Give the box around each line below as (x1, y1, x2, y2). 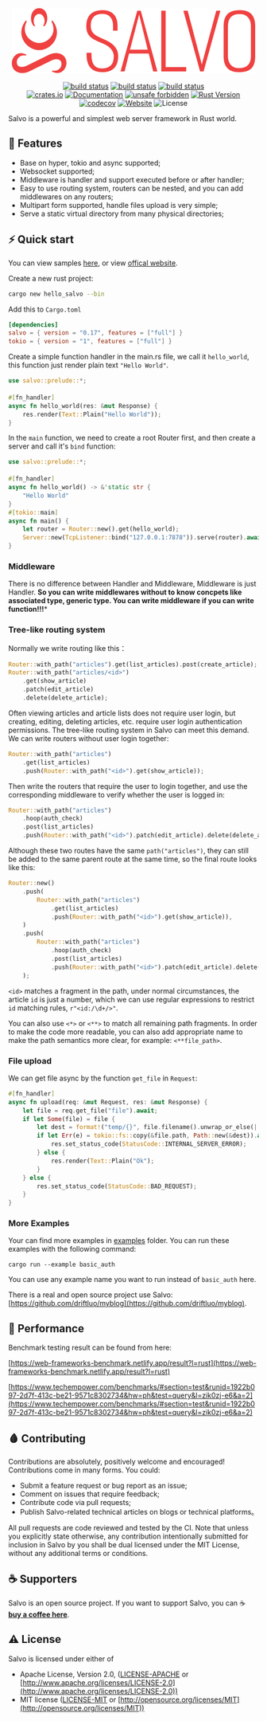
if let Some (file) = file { (22, 1115, 115, 1123)
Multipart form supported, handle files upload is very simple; (19, 200, 219, 210)
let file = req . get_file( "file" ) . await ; (22, 1107, 158, 1115)
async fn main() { (8, 517, 69, 525)
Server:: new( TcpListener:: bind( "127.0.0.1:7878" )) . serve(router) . (22, 534, 247, 542)
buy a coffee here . (8, 1609, 70, 1619)
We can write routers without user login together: (8, 733, 169, 743)
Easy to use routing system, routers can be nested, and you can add (19, 183, 244, 193)
